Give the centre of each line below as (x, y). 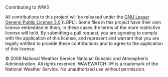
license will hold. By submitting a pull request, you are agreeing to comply (81, 33)
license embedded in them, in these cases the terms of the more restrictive (83, 27)
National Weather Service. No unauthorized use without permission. (75, 69)
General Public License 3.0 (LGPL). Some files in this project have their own (83, 22)
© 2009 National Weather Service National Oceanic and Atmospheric (77, 58)
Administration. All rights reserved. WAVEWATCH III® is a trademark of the (82, 64)
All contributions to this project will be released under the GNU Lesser (77, 17)
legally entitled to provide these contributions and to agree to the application (84, 43)
